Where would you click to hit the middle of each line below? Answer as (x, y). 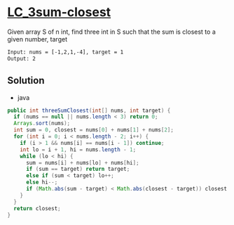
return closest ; (37, 208)
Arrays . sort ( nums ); (42, 124)
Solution (26, 81)
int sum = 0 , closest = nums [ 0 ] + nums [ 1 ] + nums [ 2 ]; (94, 130)
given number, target (37, 39)
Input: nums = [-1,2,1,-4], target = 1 (66, 52)
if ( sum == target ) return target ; (78, 169)
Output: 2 (22, 58)
